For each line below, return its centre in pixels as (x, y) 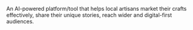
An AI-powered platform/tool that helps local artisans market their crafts (96, 9)
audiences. (20, 21)
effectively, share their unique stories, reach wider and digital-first (89, 15)
